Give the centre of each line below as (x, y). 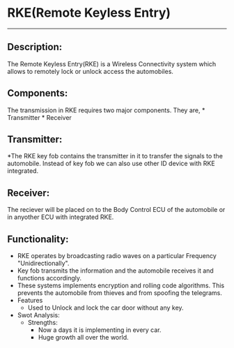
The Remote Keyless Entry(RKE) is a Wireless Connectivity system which (112, 63)
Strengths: (42, 323)
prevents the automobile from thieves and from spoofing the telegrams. (120, 293)
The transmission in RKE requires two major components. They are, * (106, 110)
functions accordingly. (49, 278)
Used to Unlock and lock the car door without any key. (106, 308)
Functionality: (38, 239)
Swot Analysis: (39, 315)
